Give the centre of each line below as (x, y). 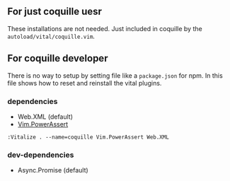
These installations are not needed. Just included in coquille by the (105, 28)
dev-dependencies (41, 155)
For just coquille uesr (55, 12)
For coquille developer (58, 58)
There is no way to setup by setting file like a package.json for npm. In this (115, 75)
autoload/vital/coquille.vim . (51, 36)
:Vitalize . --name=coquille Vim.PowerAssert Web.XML (88, 137)
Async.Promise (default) (53, 170)
